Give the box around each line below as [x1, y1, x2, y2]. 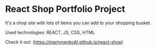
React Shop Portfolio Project [5, 3, 125, 15]
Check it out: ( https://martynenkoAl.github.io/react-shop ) [5, 39, 123, 45]
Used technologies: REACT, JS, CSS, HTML [5, 29, 95, 35]
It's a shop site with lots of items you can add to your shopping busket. [5, 20, 151, 26]
